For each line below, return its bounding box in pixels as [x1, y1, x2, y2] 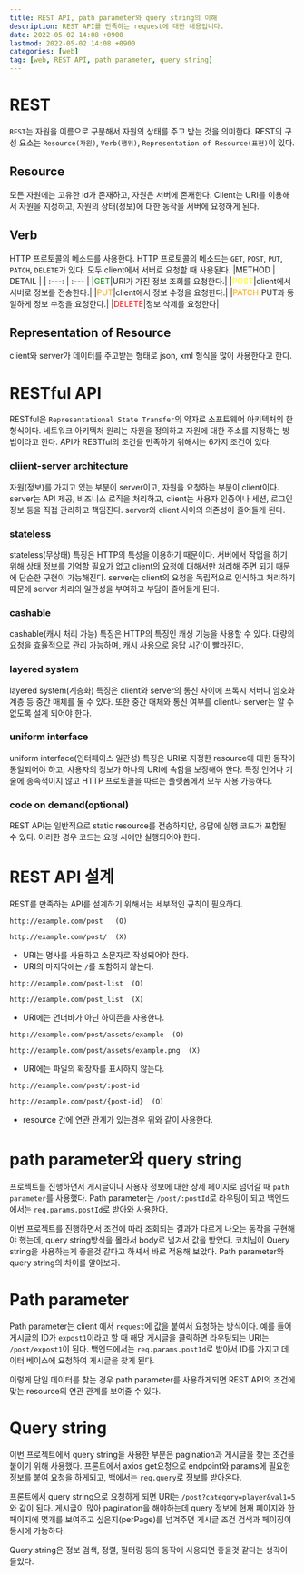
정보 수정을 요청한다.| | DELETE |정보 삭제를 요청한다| [33, 298, 220, 309]
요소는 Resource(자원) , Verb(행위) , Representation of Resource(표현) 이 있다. [18, 137, 295, 148]
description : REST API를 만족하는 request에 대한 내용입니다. [9, 22, 225, 31]
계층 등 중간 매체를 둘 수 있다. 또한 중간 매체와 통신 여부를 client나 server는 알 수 [9, 696, 295, 707]
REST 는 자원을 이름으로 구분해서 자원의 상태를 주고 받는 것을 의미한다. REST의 [9, 125, 283, 136]
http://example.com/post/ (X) [9, 933, 128, 942]
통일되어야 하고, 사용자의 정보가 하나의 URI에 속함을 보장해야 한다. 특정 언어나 [9, 764, 284, 775]
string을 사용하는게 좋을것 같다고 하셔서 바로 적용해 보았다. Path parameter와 [9, 1245, 284, 1256]
